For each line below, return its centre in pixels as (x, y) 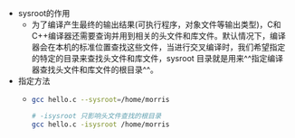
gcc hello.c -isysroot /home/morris (100, 124)
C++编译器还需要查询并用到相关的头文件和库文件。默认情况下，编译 (159, 36)
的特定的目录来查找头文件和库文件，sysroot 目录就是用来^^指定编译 (157, 58)
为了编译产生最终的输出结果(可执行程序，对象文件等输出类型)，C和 (157, 24)
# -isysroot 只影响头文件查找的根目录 (96, 115)
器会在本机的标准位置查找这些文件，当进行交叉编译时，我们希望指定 (158, 47)
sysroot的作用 (44, 13)
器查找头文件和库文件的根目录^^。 (95, 69)
